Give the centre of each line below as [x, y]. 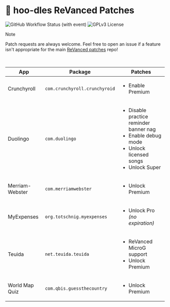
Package [80, 72]
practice [138, 116]
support [138, 254]
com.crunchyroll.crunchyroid [80, 89]
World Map [21, 285]
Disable [137, 110]
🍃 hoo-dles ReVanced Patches [70, 10]
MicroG [137, 248]
